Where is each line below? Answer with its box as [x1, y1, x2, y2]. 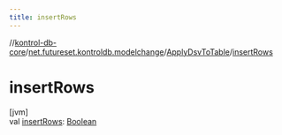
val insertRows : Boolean [9, 116, 97, 126]
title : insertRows [9, 12, 77, 22]
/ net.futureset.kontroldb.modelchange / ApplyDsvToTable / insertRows [25, 46, 274, 57]
